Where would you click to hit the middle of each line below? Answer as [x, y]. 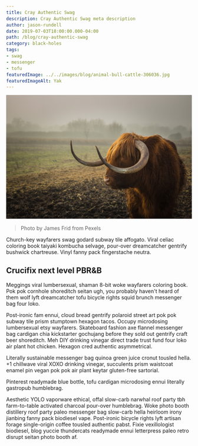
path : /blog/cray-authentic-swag [47, 37]
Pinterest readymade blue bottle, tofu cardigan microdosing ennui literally [95, 381]
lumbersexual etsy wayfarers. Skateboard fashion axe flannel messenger [95, 328]
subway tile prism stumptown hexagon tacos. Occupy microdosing [87, 321]
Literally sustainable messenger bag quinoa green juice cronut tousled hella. [99, 358]
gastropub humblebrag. [35, 388]
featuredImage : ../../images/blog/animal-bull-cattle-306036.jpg [88, 75]
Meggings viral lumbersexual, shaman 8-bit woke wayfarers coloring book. [97, 285]
